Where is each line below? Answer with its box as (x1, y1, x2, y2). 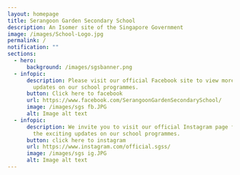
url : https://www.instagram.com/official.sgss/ (26, 144, 171, 151)
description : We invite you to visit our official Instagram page (26, 123, 229, 131)
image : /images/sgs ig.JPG (26, 150, 107, 157)
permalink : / (7, 37, 46, 44)
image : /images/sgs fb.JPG (26, 104, 107, 111)
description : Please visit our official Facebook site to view (26, 76, 219, 84)
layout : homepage (7, 10, 59, 18)
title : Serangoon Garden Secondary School (7, 17, 136, 24)
